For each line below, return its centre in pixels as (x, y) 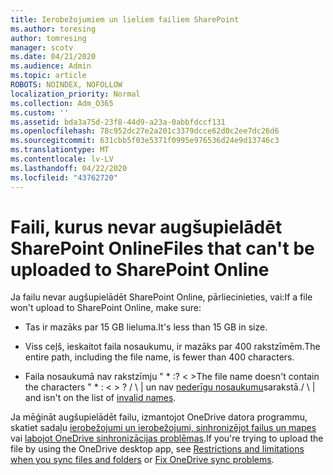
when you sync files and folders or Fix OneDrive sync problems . (142, 460)
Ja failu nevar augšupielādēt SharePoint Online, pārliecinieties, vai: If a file (161, 297)
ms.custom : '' (40, 112)
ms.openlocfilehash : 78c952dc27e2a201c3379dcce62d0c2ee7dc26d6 (145, 131)
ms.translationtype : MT (60, 150)
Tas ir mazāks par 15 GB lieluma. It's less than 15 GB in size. (146, 327)
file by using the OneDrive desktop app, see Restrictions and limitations (157, 449)
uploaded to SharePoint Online (140, 269)
